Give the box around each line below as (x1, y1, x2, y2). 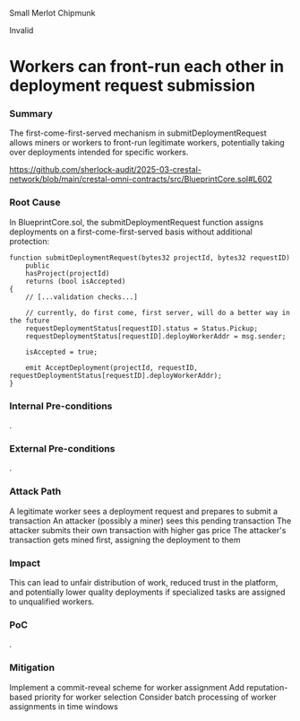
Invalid (9, 25, 34, 35)
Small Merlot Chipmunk (9, 8, 96, 18)
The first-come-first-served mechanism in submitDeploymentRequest (9, 127, 267, 138)
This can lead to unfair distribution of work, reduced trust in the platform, (9, 576, 279, 587)
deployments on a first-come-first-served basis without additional (9, 226, 253, 237)
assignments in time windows (9, 700, 118, 712)
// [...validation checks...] (25, 292, 139, 302)
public (25, 260, 50, 270)
